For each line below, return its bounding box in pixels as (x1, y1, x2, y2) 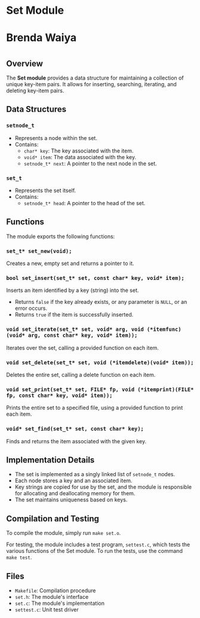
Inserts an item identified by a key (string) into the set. (6, 287, 139, 294)
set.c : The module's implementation (14, 599, 104, 607)
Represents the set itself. (14, 187, 76, 194)
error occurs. (14, 305, 48, 312)
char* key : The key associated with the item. (23, 147, 134, 154)
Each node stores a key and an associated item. (14, 477, 133, 485)
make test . (6, 554, 32, 561)
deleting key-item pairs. (6, 87, 64, 94)
